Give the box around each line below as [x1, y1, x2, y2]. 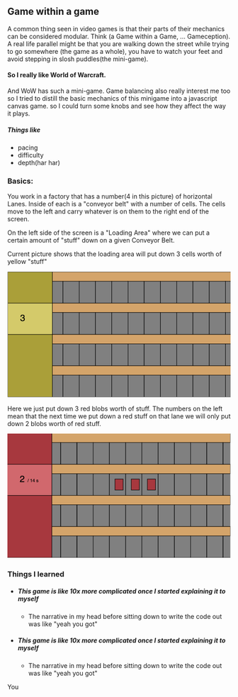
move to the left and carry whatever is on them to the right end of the [7, 207, 209, 216]
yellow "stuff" [7, 257, 47, 266]
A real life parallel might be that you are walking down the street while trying [7, 39, 229, 48]
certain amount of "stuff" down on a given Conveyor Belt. [7, 236, 175, 245]
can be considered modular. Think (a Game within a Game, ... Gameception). [7, 32, 231, 40]
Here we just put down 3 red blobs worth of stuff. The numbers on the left [7, 404, 223, 413]
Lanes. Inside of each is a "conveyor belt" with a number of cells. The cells [7, 200, 226, 208]
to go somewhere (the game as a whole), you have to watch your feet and [7, 47, 223, 55]
